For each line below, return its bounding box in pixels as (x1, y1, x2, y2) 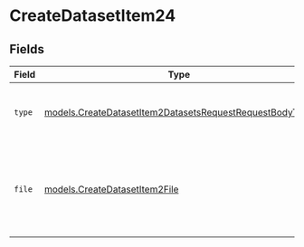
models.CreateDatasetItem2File (43, 183, 179, 195)
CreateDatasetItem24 (9, 5, 176, 26)
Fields (9, 42, 45, 57)
